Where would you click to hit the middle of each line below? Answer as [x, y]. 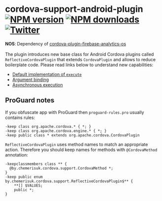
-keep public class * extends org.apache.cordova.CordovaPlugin [72, 135]
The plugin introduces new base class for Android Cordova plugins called [80, 54]
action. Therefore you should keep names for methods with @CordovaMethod [81, 150]
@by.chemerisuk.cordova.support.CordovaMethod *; [61, 168]
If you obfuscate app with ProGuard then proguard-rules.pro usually [75, 112]
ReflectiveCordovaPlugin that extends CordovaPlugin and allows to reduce [81, 59]
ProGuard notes [30, 100]
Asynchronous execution [37, 84]
